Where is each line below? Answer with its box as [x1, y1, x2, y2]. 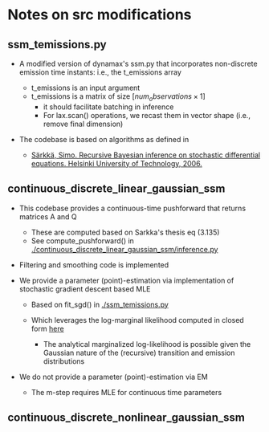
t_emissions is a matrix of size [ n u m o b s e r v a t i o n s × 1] [31, 92, 206, 103]
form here [31, 324, 65, 333]
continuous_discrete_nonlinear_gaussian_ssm [7, 411, 246, 424]
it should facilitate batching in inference [43, 102, 174, 112]
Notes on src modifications [7, 6, 192, 24]
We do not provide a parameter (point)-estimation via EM [18, 372, 208, 381]
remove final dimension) [43, 119, 124, 128]
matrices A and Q [18, 211, 77, 222]
